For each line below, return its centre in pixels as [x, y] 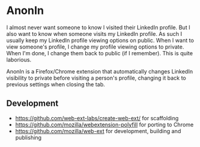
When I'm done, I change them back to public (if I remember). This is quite [100, 53]
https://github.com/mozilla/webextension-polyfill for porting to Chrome [104, 125]
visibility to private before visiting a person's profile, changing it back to [96, 78]
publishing [28, 137]
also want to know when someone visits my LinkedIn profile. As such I [94, 33]
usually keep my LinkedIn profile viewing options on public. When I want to [100, 40]
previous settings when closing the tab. [56, 84]
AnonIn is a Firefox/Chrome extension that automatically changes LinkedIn [100, 71]
